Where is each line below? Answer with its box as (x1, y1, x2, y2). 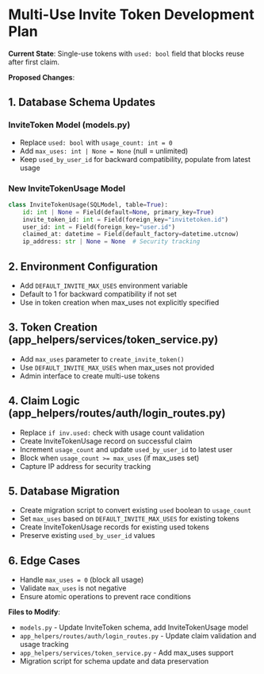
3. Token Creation (8, 320, 98, 335)
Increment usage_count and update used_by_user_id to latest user (19, 444, 233, 454)
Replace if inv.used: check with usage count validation (19, 428, 205, 437)
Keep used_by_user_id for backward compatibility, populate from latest (19, 154, 251, 164)
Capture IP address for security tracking (19, 461, 151, 471)
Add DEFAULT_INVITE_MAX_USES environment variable (19, 281, 188, 290)
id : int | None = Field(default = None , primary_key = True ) (22, 208, 215, 216)
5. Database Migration (8, 485, 121, 498)
